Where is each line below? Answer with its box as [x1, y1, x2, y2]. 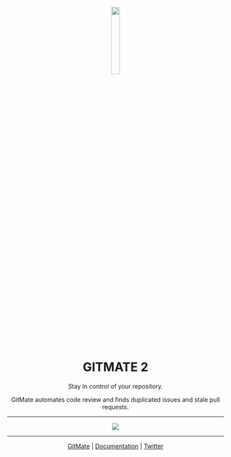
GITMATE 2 [82, 359, 149, 375]
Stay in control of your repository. [67, 382, 164, 390]
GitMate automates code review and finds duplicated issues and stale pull [11, 395, 220, 403]
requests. [102, 403, 129, 411]
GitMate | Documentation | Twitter [67, 442, 164, 450]
